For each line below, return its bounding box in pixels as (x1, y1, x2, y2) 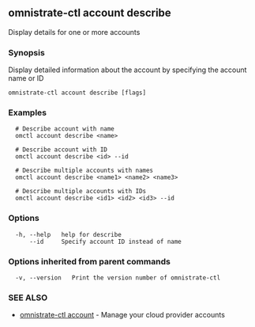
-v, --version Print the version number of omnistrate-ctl (15, 274, 221, 282)
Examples (8, 107, 47, 118)
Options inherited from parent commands (8, 256, 171, 267)
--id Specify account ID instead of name (28, 238, 182, 245)
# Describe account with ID (15, 146, 108, 154)
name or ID (8, 74, 44, 83)
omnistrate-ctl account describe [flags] (8, 89, 147, 97)
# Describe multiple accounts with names (15, 166, 154, 175)
